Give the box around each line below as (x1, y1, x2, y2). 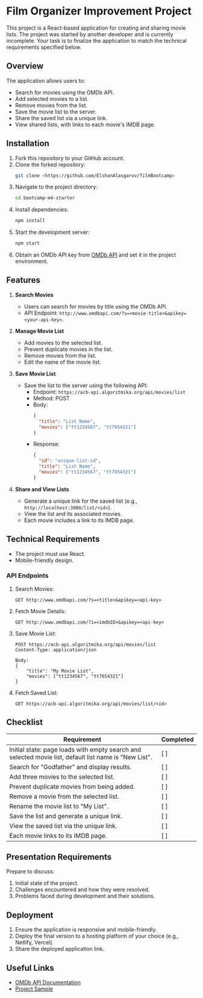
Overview (6, 61, 44, 71)
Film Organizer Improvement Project (6, 4, 192, 18)
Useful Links (6, 962, 54, 973)
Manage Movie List (14, 327, 65, 335)
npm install (14, 217, 45, 224)
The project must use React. (14, 550, 86, 557)
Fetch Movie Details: (14, 607, 66, 614)
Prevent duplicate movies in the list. (24, 346, 113, 353)
